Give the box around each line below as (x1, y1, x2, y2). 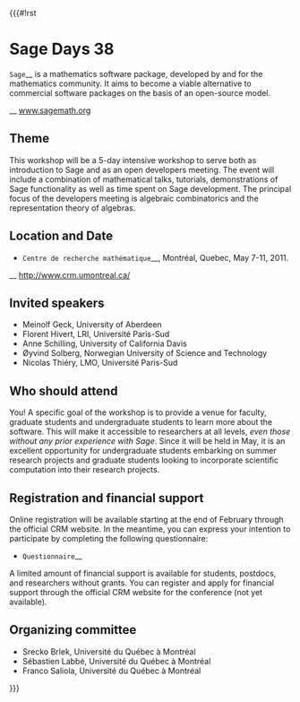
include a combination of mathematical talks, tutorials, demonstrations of (9, 174, 279, 185)
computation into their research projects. (9, 464, 160, 475)
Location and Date (9, 229, 114, 244)
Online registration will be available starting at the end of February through (9, 515, 284, 524)
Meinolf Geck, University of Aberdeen (21, 319, 163, 330)
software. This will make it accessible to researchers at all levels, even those (9, 426, 291, 438)
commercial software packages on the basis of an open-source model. (9, 87, 271, 98)
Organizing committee (9, 622, 137, 637)
